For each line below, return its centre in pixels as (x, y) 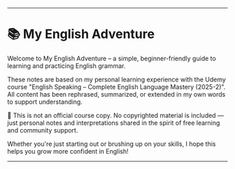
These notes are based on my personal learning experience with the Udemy (116, 79)
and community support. (43, 130)
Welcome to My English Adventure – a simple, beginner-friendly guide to (112, 58)
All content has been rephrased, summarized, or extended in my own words (116, 94)
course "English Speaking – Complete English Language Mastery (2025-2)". (116, 87)
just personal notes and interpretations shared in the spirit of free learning (114, 123)
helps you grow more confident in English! (68, 151)
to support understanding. (45, 102)
